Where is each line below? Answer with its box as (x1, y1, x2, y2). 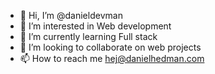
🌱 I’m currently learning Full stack (19, 31, 158, 42)
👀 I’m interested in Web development (19, 20, 172, 32)
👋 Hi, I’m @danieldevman (19, 10, 123, 21)
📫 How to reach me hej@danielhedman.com (19, 53, 205, 64)
